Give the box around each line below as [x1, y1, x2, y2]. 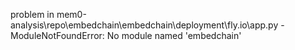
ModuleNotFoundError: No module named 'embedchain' [10, 30, 242, 41]
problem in [10, 9, 55, 20]
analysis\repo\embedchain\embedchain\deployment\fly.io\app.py [10, 19, 279, 31]
